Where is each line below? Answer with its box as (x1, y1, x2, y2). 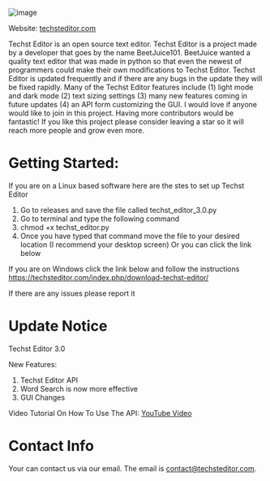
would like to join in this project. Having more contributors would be (8, 108, 234, 118)
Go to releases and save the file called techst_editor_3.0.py (19, 205, 217, 214)
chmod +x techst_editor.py (19, 222, 109, 232)
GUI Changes (19, 392, 66, 402)
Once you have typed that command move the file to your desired (19, 231, 241, 240)
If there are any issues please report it (8, 288, 135, 298)
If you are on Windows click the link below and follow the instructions (8, 264, 240, 274)
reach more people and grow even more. (8, 126, 144, 135)
